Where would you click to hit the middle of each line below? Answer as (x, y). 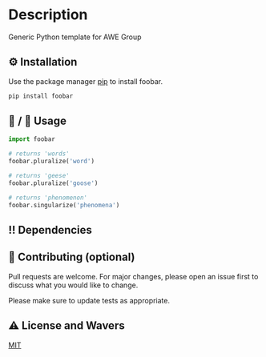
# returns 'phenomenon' (48, 198)
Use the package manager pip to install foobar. (85, 81)
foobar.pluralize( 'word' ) (51, 162)
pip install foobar (41, 96)
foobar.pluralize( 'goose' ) (53, 183)
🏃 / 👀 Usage (37, 121)
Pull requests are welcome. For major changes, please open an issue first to (133, 276)
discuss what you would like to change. (73, 285)
